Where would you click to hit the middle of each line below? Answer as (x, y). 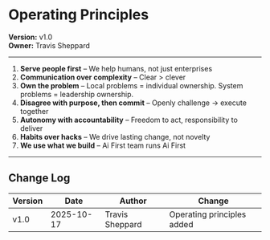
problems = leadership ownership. (77, 94)
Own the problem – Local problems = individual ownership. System (131, 85)
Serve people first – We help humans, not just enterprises (116, 68)
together (34, 111)
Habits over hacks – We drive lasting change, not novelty (115, 136)
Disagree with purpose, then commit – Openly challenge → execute (133, 103)
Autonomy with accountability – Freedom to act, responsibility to (129, 120)
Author (133, 201)
